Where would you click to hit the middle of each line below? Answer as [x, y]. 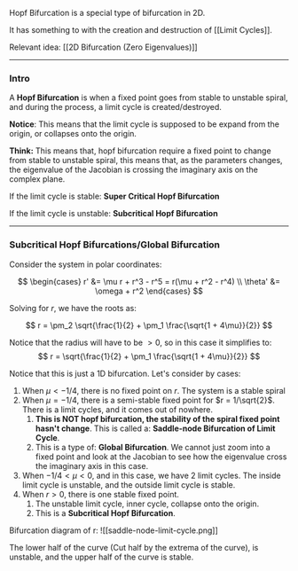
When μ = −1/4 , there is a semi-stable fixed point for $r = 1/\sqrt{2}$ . [148, 400]
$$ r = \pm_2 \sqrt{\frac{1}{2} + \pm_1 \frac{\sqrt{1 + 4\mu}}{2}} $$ [149, 325]
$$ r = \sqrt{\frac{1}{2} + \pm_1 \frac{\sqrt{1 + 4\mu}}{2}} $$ [149, 356]
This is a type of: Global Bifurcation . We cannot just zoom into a [153, 447]
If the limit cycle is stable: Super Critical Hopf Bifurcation [114, 196]
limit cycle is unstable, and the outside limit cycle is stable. [129, 485]
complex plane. [37, 179]
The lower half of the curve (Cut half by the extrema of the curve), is [134, 547]
